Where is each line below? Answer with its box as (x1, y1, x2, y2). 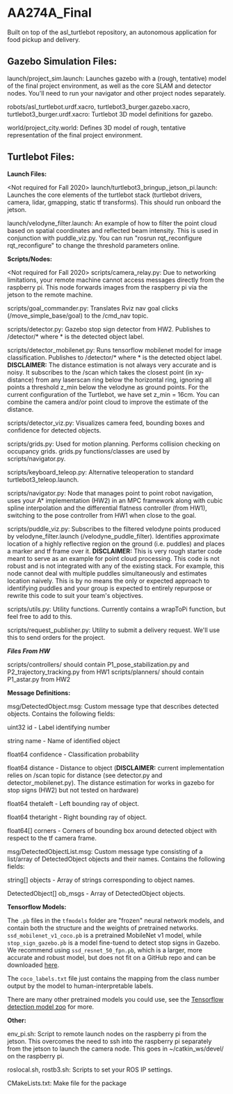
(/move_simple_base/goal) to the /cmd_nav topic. (7, 311, 149, 320)
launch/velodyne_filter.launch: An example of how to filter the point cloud (7, 218, 217, 227)
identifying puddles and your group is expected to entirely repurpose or (7, 584, 212, 592)
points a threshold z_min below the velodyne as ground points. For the (7, 382, 209, 391)
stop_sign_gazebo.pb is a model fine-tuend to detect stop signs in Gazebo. (7, 938, 220, 947)
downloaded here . (7, 961, 60, 969)
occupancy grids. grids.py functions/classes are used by (7, 447, 170, 455)
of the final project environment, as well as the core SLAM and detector (7, 82, 212, 90)
